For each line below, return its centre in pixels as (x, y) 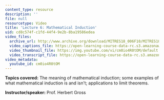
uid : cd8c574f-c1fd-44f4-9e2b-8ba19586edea (50, 32)
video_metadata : (21, 60)
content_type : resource (29, 10)
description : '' (21, 14)
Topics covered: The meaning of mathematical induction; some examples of (82, 78)
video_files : (18, 37)
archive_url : (23, 41)
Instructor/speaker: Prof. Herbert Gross (46, 93)
